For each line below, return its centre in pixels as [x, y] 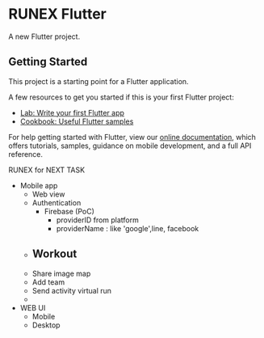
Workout [54, 254]
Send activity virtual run [71, 290]
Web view [48, 194]
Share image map [61, 273]
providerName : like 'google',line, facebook [128, 228]
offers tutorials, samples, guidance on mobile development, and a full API [130, 146]
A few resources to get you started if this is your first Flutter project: [121, 97]
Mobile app [39, 185]
